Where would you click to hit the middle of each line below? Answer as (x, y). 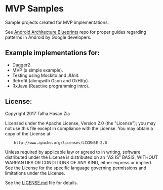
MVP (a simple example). (38, 70)
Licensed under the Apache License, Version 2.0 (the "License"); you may (81, 123)
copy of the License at (28, 133)
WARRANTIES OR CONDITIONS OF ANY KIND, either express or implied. (79, 162)
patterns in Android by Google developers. (48, 37)
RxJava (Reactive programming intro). (51, 86)
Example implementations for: (53, 53)
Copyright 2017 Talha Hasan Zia (38, 113)
